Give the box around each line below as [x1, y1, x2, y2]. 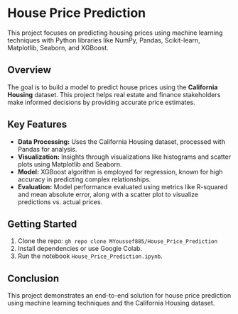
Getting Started [7, 218, 77, 230]
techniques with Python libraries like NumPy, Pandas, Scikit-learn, [7, 35, 200, 44]
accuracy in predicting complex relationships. [17, 175, 151, 184]
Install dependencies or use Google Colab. [17, 245, 143, 253]
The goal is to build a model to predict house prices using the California [7, 83, 218, 91]
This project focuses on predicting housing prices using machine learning [7, 28, 223, 37]
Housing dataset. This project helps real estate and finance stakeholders [7, 90, 221, 99]
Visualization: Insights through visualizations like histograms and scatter [17, 152, 232, 161]
